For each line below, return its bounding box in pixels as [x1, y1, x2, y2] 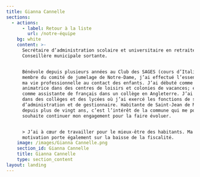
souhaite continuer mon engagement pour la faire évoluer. [21, 113, 171, 119]
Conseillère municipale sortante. [21, 53, 108, 59]
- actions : [11, 20, 39, 26]
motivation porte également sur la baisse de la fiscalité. [21, 134, 174, 140]
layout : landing [6, 162, 46, 168]
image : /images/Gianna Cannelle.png [17, 140, 108, 146]
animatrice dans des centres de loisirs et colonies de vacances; [21, 86, 190, 91]
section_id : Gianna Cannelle [17, 146, 89, 151]
